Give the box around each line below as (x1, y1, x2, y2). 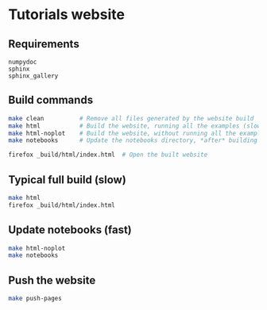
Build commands (8, 94, 94, 107)
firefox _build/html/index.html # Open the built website (8, 151, 208, 159)
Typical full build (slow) (8, 173, 127, 186)
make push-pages (8, 295, 62, 303)
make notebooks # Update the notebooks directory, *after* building (8, 136, 258, 144)
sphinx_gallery (8, 72, 59, 80)
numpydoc (8, 58, 37, 66)
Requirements (8, 37, 79, 51)
